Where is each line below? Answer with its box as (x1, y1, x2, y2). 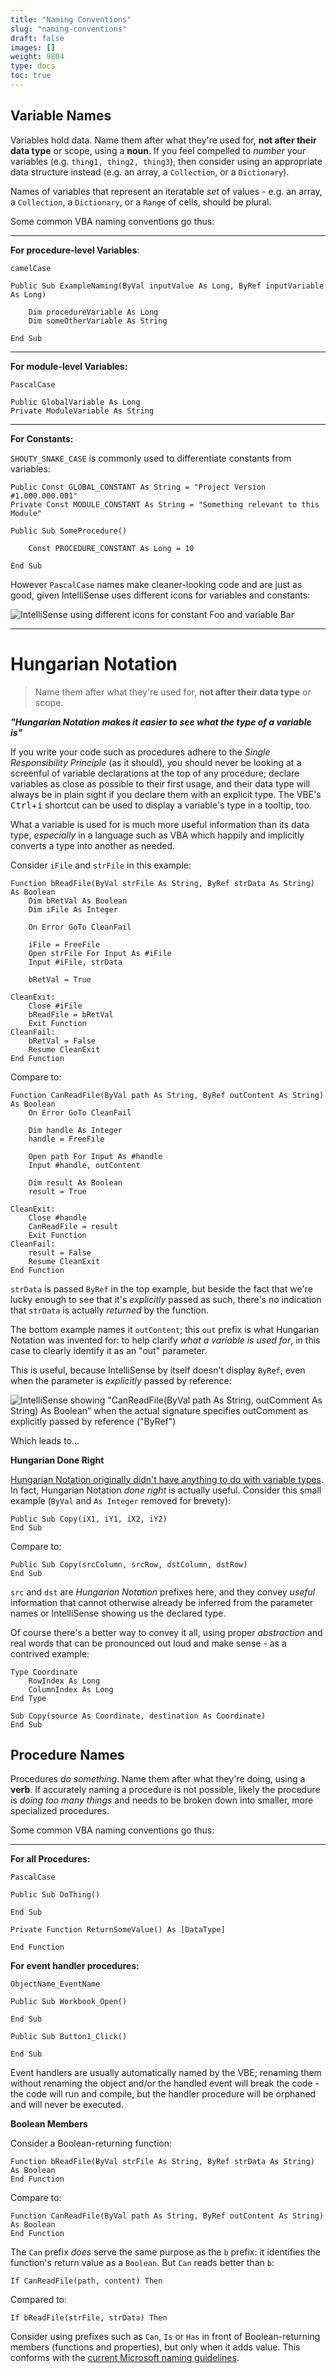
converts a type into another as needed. (10, 839, 175, 851)
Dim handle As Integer (28, 1125, 123, 1135)
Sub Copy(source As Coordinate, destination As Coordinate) (10, 1711, 267, 1721)
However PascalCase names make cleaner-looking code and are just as (10, 578, 303, 590)
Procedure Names (10, 1747, 125, 1764)
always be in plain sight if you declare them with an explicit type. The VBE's (10, 788, 322, 800)
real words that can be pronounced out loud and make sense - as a (10, 1637, 287, 1649)
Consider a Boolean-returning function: (10, 2137, 173, 2150)
